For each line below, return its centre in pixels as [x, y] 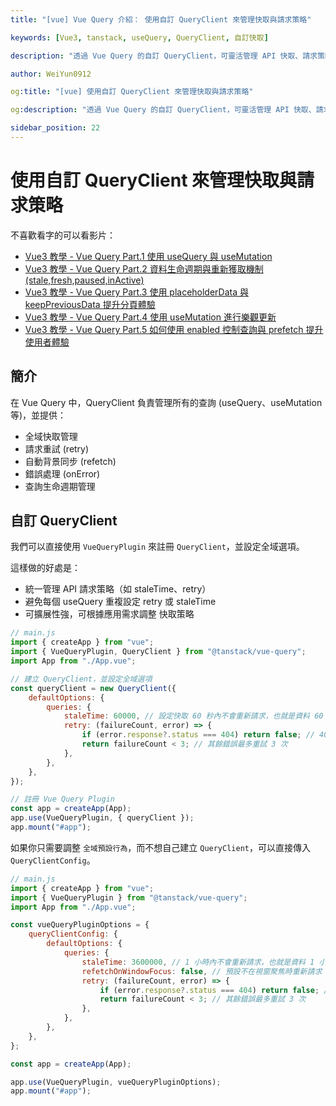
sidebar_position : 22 [55, 128]
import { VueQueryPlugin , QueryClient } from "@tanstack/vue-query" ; [158, 652]
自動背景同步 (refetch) [70, 461]
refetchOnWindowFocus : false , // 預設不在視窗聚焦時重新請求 [202, 971]
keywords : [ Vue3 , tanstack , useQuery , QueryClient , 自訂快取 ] [139, 37]
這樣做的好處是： [45, 568]
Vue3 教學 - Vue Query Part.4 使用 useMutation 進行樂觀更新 [150, 317]
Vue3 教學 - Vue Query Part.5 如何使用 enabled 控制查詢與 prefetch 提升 [174, 329]
